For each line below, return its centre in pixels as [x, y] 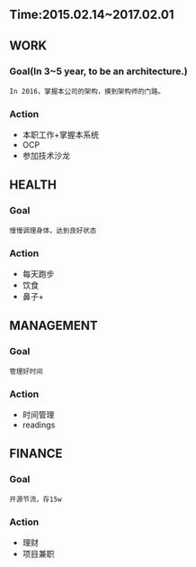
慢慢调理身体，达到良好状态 [53, 231]
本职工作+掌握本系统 [61, 135]
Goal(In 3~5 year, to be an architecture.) [98, 71]
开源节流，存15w [36, 499]
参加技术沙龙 [46, 156]
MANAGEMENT [53, 325]
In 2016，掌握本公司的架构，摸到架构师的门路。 [87, 92]
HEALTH [33, 184]
